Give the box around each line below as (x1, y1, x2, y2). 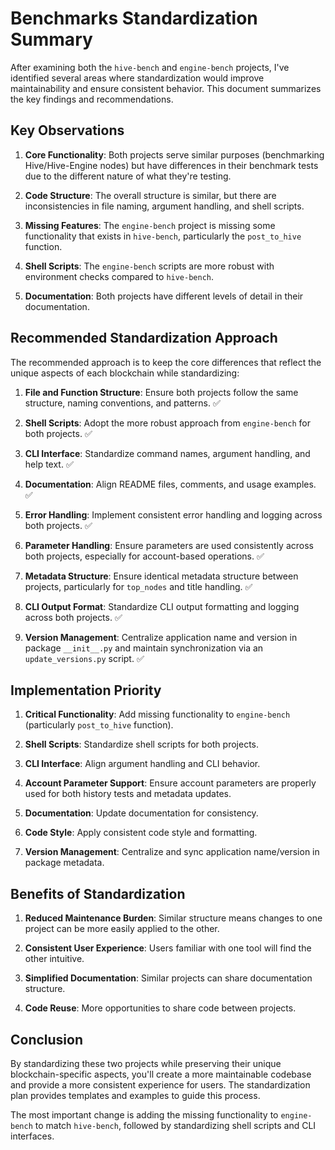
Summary (10, 28, 93, 51)
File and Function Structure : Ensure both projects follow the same (24, 386, 299, 398)
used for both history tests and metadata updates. (24, 788, 232, 800)
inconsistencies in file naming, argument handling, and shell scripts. (24, 200, 305, 212)
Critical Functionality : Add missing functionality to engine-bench (24, 708, 291, 721)
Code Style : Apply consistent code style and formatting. (24, 827, 258, 839)
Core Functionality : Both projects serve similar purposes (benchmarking (24, 148, 325, 161)
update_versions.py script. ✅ (24, 652, 145, 664)
